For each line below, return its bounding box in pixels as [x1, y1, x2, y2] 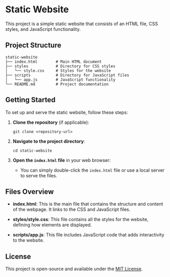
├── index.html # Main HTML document [5, 59, 102, 64]
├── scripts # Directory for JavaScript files [5, 72, 130, 78]
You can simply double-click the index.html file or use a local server [20, 167, 165, 173]
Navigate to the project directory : [12, 138, 86, 144]
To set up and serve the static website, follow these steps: [5, 109, 128, 115]
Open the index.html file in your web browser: [12, 157, 111, 163]
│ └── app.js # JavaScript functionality [5, 77, 116, 82]
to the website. [12, 237, 45, 244]
